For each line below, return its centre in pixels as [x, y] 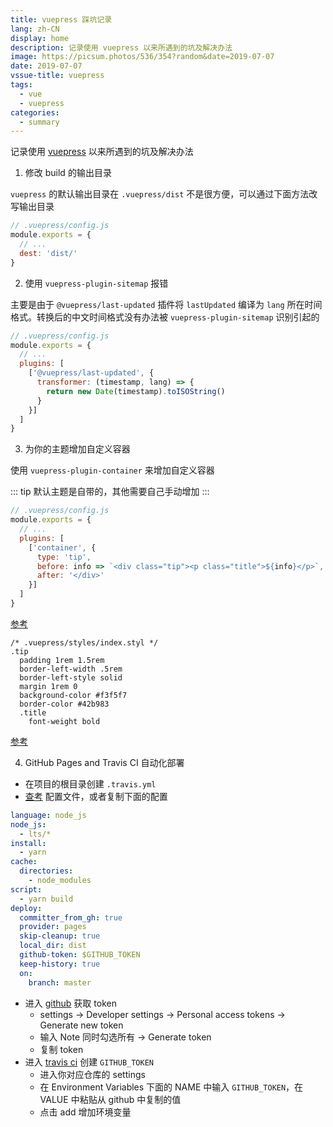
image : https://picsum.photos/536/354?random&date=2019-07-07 [142, 57]
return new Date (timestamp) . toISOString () [136, 391]
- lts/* [35, 834]
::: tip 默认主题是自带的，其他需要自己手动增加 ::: [110, 492]
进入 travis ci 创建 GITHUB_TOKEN [89, 1062]
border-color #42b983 [64, 704]
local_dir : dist [53, 946]
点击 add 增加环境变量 [85, 1112]
